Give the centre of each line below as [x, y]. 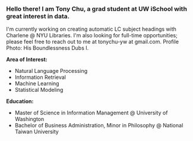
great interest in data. [38, 16]
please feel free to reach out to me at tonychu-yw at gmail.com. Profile [93, 42]
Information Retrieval [40, 77]
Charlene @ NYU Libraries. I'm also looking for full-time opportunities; [92, 36]
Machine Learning [37, 84]
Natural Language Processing [51, 71]
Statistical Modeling [39, 90]
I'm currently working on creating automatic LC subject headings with [91, 29]
